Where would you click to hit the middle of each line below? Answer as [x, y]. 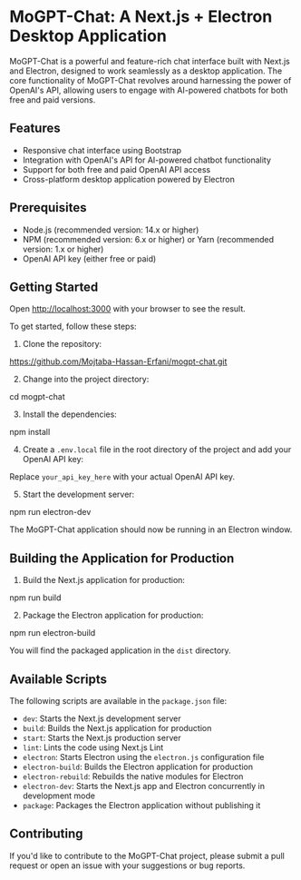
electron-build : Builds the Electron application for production [138, 766]
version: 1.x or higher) [63, 249]
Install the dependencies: [70, 414]
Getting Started [54, 287]
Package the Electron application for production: [113, 616]
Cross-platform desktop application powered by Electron [129, 179]
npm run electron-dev [50, 512]
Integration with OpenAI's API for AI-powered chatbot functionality [147, 160]
